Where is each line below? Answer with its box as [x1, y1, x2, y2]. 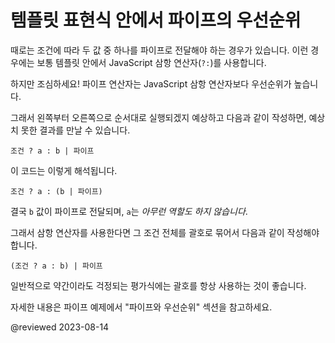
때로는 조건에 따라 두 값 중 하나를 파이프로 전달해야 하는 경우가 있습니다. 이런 [10, 44, 309, 56]
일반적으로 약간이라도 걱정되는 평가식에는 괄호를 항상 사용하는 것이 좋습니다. [10, 279, 307, 291]
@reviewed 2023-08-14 [10, 321, 110, 333]
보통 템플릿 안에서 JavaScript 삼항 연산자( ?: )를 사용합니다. [36, 56, 267, 68]
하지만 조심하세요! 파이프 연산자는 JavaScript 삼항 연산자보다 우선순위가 [10, 77, 292, 90]
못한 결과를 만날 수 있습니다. [20, 124, 131, 136]
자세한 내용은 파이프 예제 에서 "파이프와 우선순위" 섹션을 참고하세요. [10, 301, 273, 313]
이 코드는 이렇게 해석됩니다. [10, 164, 118, 176]
